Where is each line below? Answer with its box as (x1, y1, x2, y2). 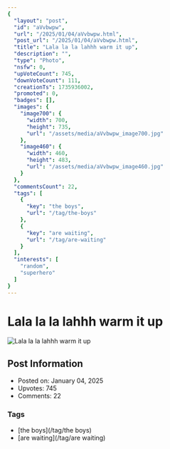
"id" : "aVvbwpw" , (14, 24, 65, 31)
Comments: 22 (17, 392, 62, 400)
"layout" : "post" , (14, 17, 69, 24)
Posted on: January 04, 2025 (17, 376, 104, 385)
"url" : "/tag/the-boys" (26, 210, 97, 217)
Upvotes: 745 (17, 384, 57, 393)
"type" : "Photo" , (14, 57, 65, 64)
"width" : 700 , (26, 116, 69, 123)
